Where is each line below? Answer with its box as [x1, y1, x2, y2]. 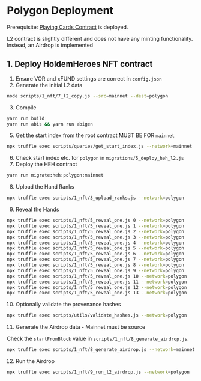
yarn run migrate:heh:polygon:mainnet [7, 172, 104, 178]
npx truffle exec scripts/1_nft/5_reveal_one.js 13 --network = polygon [7, 290, 187, 296]
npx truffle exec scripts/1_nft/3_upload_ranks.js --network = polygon [7, 195, 185, 201]
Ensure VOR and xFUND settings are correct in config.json [15, 75, 162, 82]
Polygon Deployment [7, 4, 113, 17]
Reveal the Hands [15, 206, 59, 213]
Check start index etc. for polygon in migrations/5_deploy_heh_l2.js [15, 154, 184, 162]
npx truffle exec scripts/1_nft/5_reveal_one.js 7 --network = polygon [7, 257, 185, 263]
